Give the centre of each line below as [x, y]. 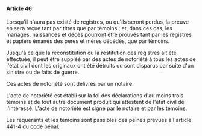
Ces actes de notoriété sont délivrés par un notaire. [70, 84]
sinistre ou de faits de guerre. [43, 72]
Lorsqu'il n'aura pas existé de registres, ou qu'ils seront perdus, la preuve [98, 22]
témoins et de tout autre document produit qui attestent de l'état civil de [96, 102]
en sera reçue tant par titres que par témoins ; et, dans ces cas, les [90, 28]
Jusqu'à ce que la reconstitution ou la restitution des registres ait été [91, 53]
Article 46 [19, 8]
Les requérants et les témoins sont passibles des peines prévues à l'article [99, 120]
